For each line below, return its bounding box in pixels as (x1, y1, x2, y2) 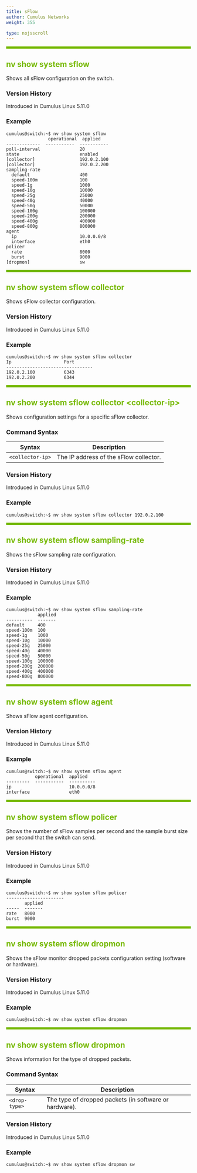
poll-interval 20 (6, 146, 85, 152)
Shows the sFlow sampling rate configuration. (6, 551, 117, 558)
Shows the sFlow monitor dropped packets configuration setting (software (6, 955, 186, 962)
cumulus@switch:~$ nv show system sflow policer (6, 890, 127, 896)
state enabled (6, 151, 98, 157)
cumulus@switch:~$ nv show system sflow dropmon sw (6, 1162, 135, 1168)
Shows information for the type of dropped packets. (6, 1056, 132, 1063)
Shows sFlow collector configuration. (6, 298, 96, 305)
